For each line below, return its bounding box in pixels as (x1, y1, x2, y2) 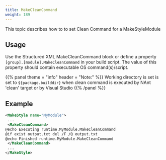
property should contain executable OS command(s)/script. (5, 64, 129, 70)
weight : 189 (5, 12, 30, 17)
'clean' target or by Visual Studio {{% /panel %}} (5, 85, 106, 91)
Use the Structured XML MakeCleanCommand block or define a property (5, 54, 157, 60)
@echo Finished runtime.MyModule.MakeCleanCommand (5, 136, 114, 141)
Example (5, 99, 33, 108)
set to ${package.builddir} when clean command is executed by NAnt (5, 79, 151, 86)
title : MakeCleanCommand (5, 7, 57, 13)
